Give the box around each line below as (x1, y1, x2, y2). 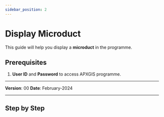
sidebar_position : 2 (5, 7, 47, 12)
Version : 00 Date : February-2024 (5, 85, 73, 91)
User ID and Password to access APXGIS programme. (12, 71, 121, 77)
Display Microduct (5, 28, 81, 39)
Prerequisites (5, 58, 47, 66)
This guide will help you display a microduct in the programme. (5, 44, 133, 50)
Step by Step (5, 104, 45, 112)
